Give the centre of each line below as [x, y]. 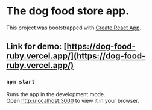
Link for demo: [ [37, 47]
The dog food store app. [68, 11]
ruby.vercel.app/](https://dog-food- [76, 56]
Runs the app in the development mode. [56, 94]
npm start [21, 82]
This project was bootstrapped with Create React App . [74, 28]
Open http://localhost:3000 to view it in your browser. [73, 100]
